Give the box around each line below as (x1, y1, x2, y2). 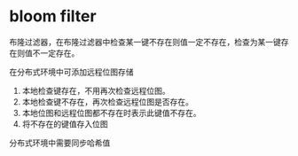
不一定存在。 (32, 47, 80, 58)
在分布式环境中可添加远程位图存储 (9, 66, 134, 77)
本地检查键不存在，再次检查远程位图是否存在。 (21, 96, 193, 107)
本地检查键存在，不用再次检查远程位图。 (21, 85, 170, 96)
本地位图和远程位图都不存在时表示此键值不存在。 (21, 107, 201, 118)
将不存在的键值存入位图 (21, 118, 108, 129)
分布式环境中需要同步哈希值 (9, 137, 111, 148)
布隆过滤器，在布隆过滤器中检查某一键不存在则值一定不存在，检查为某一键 (9, 36, 281, 47)
